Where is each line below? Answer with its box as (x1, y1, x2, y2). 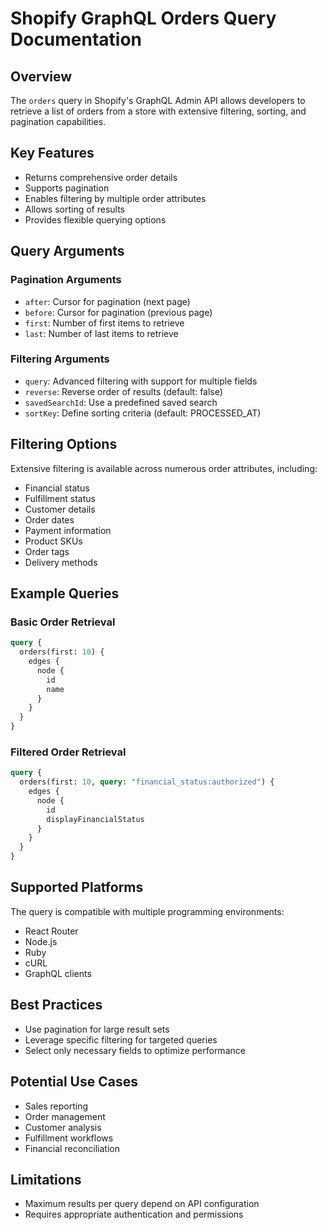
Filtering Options (10, 436, 118, 453)
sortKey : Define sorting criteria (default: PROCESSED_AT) (24, 407, 262, 419)
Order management (24, 1110, 106, 1122)
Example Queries (10, 585, 120, 602)
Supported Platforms (10, 879, 144, 896)
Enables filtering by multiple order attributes (24, 192, 207, 204)
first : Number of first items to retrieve (24, 317, 185, 329)
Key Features (10, 145, 95, 162)
